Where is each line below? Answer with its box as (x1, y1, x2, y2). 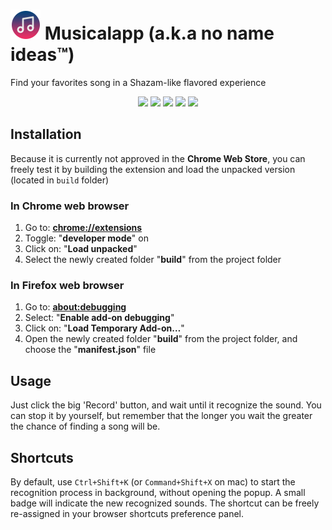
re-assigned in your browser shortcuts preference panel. (10, 507, 244, 519)
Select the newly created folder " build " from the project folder (24, 254, 282, 266)
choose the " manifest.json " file (24, 344, 157, 356)
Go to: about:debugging (24, 301, 127, 313)
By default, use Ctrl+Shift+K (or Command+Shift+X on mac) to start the (10, 475, 296, 488)
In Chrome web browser (10, 199, 130, 213)
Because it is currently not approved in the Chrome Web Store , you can (10, 152, 306, 164)
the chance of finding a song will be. (10, 420, 161, 433)
